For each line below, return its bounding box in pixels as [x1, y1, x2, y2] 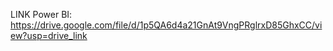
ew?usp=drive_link [10, 30, 88, 41]
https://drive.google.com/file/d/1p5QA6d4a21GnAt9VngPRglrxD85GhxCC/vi [10, 19, 323, 31]
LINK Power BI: [10, 9, 73, 20]
